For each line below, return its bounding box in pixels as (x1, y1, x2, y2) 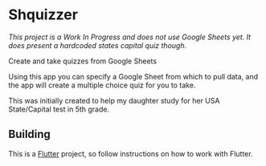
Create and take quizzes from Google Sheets (8, 56, 158, 66)
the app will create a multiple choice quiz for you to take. (8, 80, 196, 90)
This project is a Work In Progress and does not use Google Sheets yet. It (8, 32, 252, 42)
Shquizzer (8, 6, 79, 24)
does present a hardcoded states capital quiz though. (8, 40, 187, 50)
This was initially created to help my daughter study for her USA (8, 95, 220, 105)
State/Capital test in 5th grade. (8, 104, 110, 114)
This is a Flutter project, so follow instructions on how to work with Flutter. (8, 148, 253, 158)
